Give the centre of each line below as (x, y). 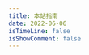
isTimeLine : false (39, 31)
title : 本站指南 (33, 16)
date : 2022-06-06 (38, 23)
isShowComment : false (45, 38)
